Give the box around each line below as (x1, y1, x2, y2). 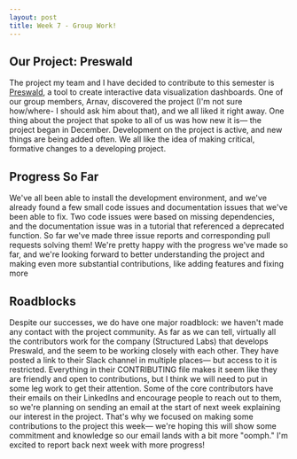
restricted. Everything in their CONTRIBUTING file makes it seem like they (9, 364, 277, 375)
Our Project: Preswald (9, 54, 133, 69)
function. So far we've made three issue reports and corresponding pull (9, 230, 270, 241)
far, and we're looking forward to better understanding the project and (9, 249, 265, 260)
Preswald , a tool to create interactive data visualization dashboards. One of (9, 87, 284, 97)
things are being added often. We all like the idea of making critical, (9, 134, 255, 144)
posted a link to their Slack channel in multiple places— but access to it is (9, 354, 277, 365)
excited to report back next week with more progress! (9, 440, 206, 450)
